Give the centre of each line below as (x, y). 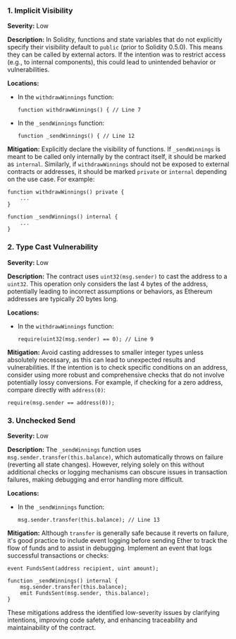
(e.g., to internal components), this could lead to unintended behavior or (112, 62)
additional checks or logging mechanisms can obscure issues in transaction (117, 471)
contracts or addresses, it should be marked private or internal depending (117, 172)
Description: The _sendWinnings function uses (74, 449)
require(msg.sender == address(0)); (61, 403)
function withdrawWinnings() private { (66, 192)
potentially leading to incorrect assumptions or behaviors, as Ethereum (110, 291)
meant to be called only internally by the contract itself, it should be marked (117, 157)
